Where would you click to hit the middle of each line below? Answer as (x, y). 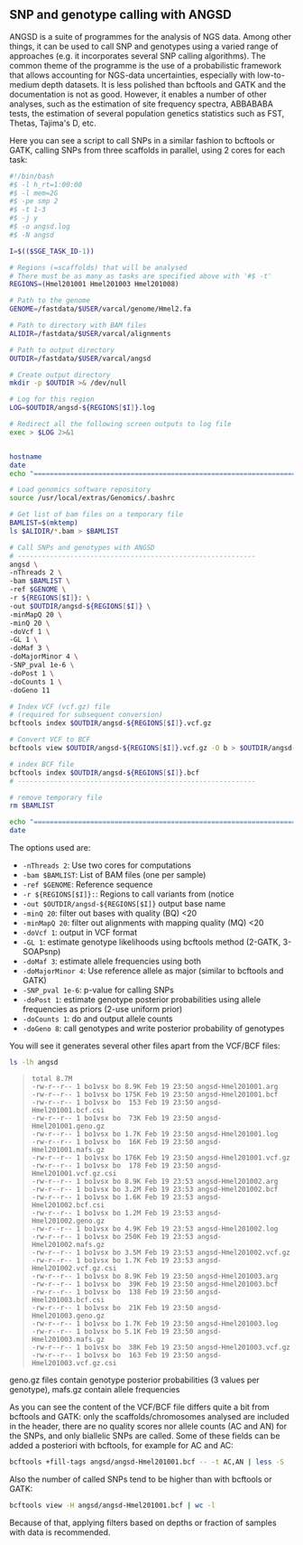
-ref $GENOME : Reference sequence (87, 885)
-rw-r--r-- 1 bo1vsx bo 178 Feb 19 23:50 (112, 1165)
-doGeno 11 (30, 690)
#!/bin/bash (32, 176)
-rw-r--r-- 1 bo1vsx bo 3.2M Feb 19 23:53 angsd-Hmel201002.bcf (155, 1189)
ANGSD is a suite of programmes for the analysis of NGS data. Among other (150, 36)
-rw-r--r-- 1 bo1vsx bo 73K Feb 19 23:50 (112, 1118)
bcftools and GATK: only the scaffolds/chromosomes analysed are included (150, 1416)
